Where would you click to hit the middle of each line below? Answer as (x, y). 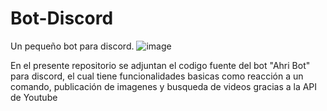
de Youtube (34, 97)
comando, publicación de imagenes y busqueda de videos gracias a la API (164, 86)
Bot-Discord (62, 18)
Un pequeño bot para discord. (72, 46)
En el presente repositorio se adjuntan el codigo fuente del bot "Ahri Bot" (160, 65)
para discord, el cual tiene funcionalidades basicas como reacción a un (157, 76)
